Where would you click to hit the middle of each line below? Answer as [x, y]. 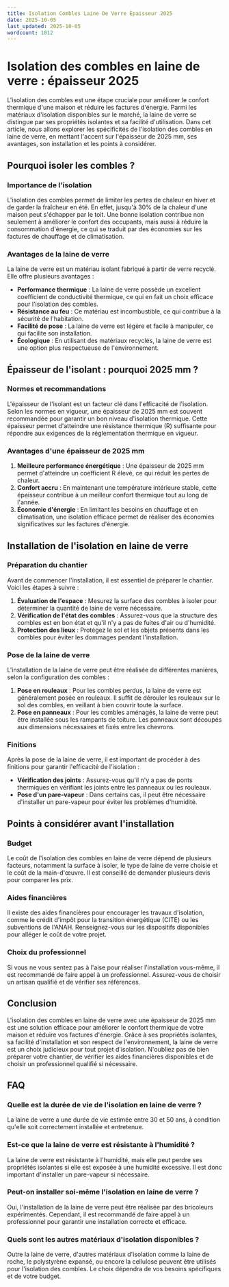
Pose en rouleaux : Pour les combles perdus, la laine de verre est [109, 691]
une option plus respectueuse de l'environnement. [88, 348]
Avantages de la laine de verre [58, 254]
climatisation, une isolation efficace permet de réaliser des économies [116, 517]
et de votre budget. [34, 1276]
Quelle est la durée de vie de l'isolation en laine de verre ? [104, 1105]
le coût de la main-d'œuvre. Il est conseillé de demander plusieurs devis [109, 873]
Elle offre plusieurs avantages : [51, 276]
